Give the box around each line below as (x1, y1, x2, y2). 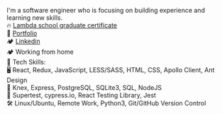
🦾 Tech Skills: (6, 58, 46, 66)
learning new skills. (6, 13, 63, 22)
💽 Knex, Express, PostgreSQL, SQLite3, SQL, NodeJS (6, 84, 162, 91)
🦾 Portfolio (6, 29, 38, 38)
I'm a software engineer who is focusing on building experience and (6, 6, 205, 14)
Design (6, 76, 28, 84)
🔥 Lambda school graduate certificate (6, 21, 118, 29)
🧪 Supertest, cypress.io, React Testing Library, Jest (6, 91, 157, 99)
